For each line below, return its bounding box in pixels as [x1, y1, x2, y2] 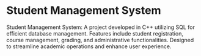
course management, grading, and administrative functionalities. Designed [6, 36, 194, 43]
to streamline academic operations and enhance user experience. [6, 43, 172, 50]
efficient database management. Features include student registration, [6, 30, 183, 37]
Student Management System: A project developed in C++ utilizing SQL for [6, 23, 196, 31]
